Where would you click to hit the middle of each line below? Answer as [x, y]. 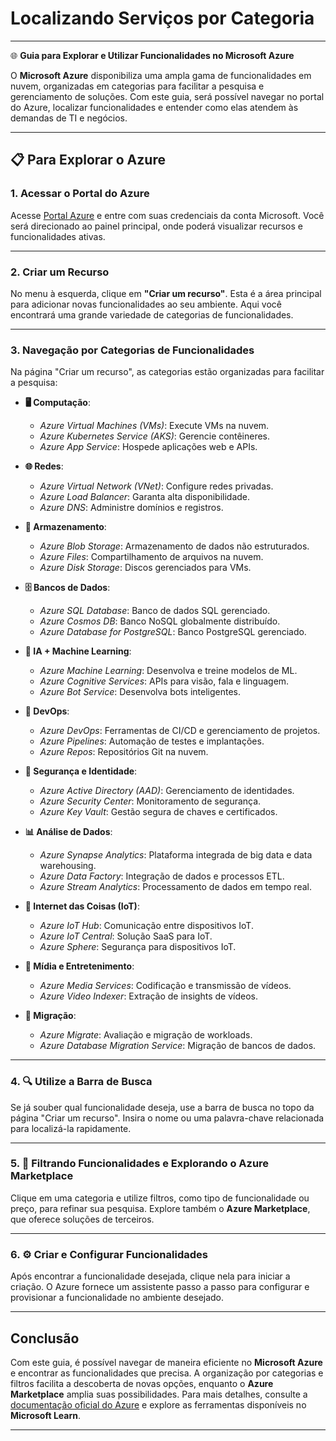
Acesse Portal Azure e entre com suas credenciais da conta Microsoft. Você [167, 215]
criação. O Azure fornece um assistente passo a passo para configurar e [160, 1287]
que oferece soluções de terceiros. [82, 1219]
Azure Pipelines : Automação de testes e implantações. [152, 741]
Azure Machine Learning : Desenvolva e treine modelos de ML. [168, 671]
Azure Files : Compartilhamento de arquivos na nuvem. [151, 557]
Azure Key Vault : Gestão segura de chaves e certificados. [158, 812]
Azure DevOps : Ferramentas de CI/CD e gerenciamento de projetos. [180, 731]
